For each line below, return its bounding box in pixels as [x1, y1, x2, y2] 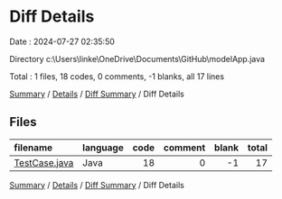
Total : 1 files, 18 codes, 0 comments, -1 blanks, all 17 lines [9, 70, 224, 82]
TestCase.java [14, 156, 74, 168]
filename [14, 141, 53, 154]
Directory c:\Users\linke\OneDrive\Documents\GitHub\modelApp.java [9, 53, 265, 64]
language [82, 141, 124, 154]
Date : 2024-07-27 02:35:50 [9, 36, 116, 47]
